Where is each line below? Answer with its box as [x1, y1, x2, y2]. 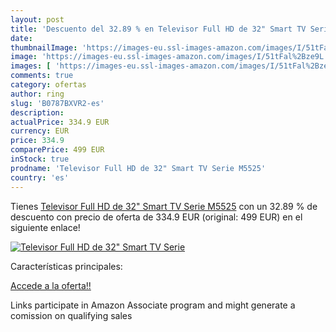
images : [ [10, 61, 52, 71]
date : [10, 33, 33, 43]
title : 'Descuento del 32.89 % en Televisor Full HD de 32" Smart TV [10, 24, 307, 34]
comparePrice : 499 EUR [10, 145, 105, 155]
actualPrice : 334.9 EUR [10, 117, 110, 127]
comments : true [10, 71, 74, 81]
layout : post [10, 14, 65, 25]
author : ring [10, 89, 65, 99]
